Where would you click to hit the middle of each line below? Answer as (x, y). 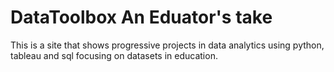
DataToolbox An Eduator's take (141, 17)
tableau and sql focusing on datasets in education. (114, 55)
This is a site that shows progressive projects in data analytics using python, (167, 45)
